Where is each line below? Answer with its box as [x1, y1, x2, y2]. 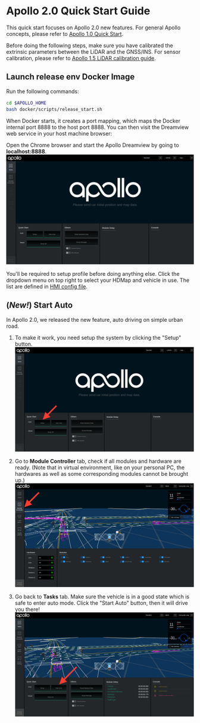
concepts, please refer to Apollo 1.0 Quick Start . [6, 30, 124, 37]
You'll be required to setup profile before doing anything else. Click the [6, 270, 180, 277]
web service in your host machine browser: [6, 130, 112, 137]
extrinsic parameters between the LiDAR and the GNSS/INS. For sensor [6, 48, 181, 55]
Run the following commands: [6, 88, 79, 95]
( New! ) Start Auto [6, 300, 73, 310]
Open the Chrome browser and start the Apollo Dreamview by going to [6, 141, 180, 149]
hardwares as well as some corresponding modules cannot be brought [14, 470, 189, 478]
